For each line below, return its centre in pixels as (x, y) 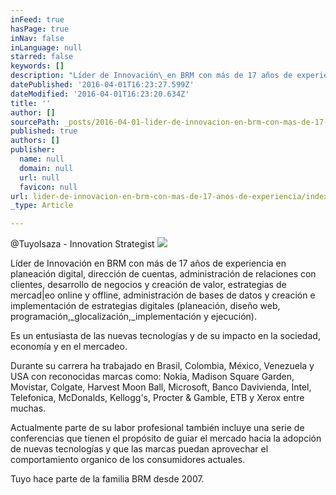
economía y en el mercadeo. (69, 347)
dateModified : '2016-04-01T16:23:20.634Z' (100, 94)
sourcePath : (35, 122)
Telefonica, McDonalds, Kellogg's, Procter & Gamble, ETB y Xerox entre (157, 398)
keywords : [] (37, 66)
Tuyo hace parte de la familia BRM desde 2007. (107, 479)
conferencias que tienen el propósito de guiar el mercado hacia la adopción (166, 438)
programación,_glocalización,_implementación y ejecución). (133, 317)
